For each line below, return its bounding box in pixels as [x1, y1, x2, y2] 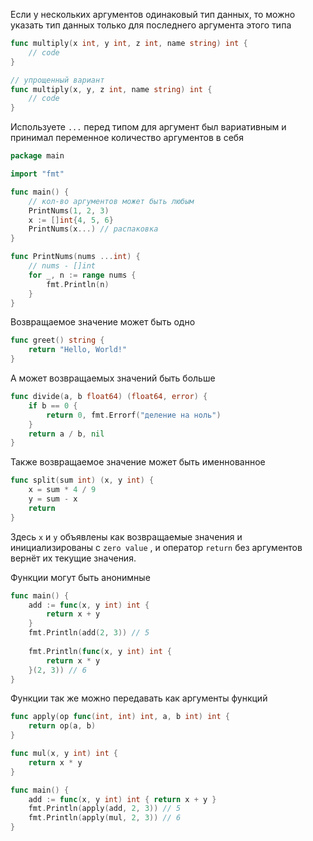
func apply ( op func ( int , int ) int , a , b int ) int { [10, 712, 231, 722]
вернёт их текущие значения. [10, 552, 137, 564]
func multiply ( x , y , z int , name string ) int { [10, 84, 213, 94]
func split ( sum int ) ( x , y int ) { [10, 475, 155, 486]
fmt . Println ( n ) [46, 279, 110, 289]
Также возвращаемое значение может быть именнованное [10, 456, 266, 468]
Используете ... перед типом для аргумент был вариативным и [10, 121, 287, 133]
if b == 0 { [28, 400, 78, 411]
